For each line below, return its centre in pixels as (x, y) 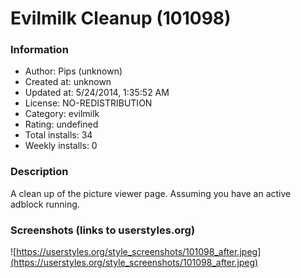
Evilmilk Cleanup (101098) (121, 18)
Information (39, 50)
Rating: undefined (61, 124)
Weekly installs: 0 (61, 146)
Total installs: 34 (58, 135)
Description (39, 172)
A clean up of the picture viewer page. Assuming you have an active (151, 193)
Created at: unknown (68, 82)
